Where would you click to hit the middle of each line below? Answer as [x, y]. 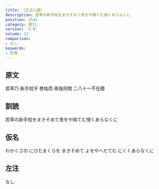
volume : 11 [17, 34]
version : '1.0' [22, 29]
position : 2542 [22, 20]
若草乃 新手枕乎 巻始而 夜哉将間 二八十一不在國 [55, 88]
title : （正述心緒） [25, 10]
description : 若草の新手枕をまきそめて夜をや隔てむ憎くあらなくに [68, 15]
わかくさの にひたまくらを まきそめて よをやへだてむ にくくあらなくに [80, 150]
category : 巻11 [21, 24]
